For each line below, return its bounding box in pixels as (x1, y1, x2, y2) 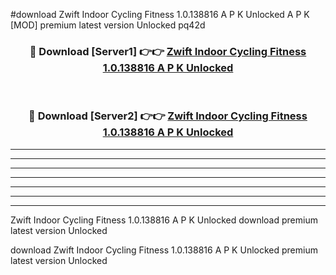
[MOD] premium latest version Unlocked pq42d (10, 19, 206, 31)
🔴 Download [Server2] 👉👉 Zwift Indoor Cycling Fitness (28, 109, 308, 123)
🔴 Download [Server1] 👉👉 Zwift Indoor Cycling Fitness (29, 44, 307, 58)
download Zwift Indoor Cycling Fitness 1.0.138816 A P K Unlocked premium (10, 244, 318, 256)
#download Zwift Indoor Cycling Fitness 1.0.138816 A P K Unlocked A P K (10, 9, 310, 20)
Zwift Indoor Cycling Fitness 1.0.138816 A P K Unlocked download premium (10, 214, 318, 226)
